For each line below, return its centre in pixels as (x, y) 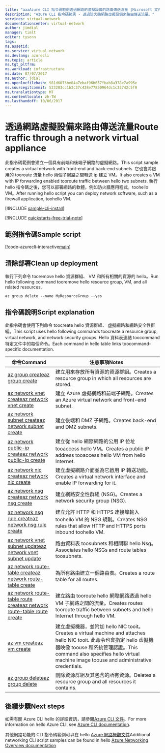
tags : (11, 42)
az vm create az (25, 643)
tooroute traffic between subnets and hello (104, 609)
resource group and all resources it (96, 681)
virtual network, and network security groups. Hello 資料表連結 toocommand (82, 337)
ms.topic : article (24, 60)
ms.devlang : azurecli (27, 55)
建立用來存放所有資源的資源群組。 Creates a (106, 372)
